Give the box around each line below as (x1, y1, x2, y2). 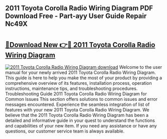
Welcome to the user (119, 64, 162, 70)
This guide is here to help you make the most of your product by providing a (5, 75, 162, 81)
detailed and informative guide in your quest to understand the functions (5, 117, 155, 123)
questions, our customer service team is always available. (5, 128, 125, 134)
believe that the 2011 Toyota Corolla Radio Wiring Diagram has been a (5, 112, 149, 118)
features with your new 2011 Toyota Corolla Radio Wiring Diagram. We (5, 107, 149, 112)
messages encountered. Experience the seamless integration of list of (5, 101, 150, 107)
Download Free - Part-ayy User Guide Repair (5, 12, 147, 21)
